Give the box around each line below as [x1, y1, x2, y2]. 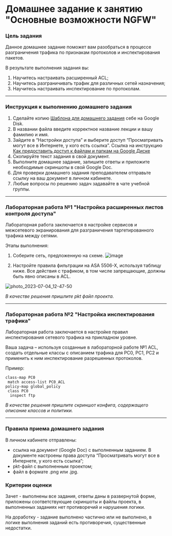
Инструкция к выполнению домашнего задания [5, 103, 132, 110]
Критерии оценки [5, 481, 52, 488]
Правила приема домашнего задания [5, 425, 104, 432]
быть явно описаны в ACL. [12, 273, 71, 280]
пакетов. [5, 55, 25, 61]
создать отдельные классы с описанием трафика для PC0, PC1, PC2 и [5, 350, 159, 356]
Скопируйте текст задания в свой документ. [12, 153, 110, 159]
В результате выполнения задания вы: [5, 65, 90, 71]
